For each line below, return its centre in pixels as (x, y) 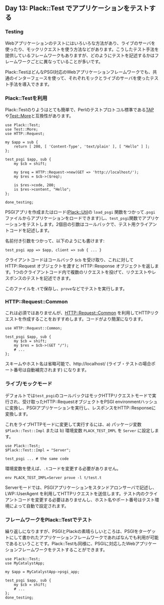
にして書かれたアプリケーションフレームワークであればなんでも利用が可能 (84, 537)
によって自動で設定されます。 (39, 505)
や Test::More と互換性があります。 (39, 116)
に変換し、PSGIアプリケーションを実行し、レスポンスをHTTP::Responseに (81, 407)
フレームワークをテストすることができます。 (63, 550)
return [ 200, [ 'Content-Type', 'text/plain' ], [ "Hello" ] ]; (82, 146)
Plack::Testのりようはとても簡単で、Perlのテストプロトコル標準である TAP (80, 109)
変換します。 (18, 414)
